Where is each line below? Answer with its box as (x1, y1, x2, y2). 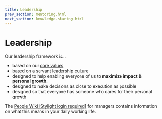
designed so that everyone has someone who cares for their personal (12, 89, 152, 95)
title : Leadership (5, 7, 42, 12)
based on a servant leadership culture (12, 68, 89, 74)
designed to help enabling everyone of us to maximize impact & (12, 73, 142, 79)
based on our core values (12, 63, 64, 69)
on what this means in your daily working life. (5, 108, 96, 115)
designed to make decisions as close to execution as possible (12, 83, 137, 89)
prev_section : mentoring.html (5, 12, 67, 17)
